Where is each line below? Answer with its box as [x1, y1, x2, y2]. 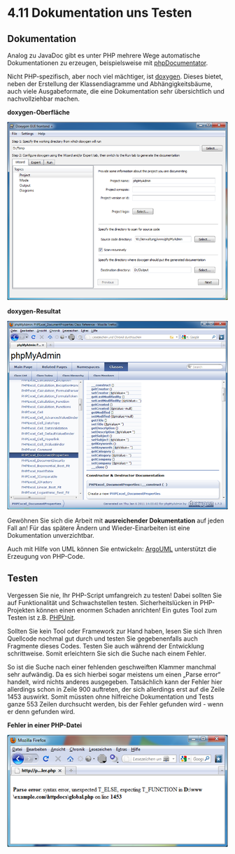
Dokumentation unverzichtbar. [7, 532, 94, 539]
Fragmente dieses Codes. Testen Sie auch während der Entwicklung [7, 641, 204, 650]
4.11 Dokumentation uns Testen [7, 5, 192, 21]
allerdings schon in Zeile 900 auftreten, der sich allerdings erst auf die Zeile [7, 685, 225, 693]
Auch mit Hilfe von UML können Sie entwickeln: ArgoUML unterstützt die [7, 545, 217, 553]
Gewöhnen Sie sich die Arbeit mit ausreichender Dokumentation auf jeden [7, 516, 225, 525]
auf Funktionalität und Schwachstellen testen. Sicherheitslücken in [7, 598, 199, 606]
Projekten [7, 606, 35, 614]
